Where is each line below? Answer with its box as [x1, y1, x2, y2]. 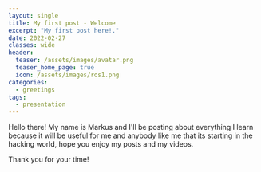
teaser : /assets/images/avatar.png [15, 57, 134, 64]
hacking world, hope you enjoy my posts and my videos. [8, 139, 194, 149]
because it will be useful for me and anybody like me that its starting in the [8, 131, 253, 140]
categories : [8, 78, 48, 86]
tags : [8, 93, 26, 101]
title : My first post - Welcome [8, 19, 116, 27]
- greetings [15, 85, 56, 94]
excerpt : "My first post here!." [8, 26, 120, 34]
